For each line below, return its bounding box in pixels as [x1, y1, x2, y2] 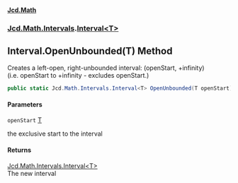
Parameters [7, 100, 42, 109]
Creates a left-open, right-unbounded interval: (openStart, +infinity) [7, 64, 205, 72]
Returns [7, 146, 32, 154]
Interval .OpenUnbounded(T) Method [7, 45, 173, 57]
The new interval [7, 169, 57, 177]
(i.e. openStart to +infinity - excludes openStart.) [7, 71, 149, 80]
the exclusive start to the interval [7, 129, 103, 138]
